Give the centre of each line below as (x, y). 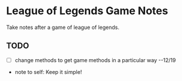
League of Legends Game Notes (87, 11)
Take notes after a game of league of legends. (63, 27)
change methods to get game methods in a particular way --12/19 (95, 60)
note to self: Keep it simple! (48, 72)
